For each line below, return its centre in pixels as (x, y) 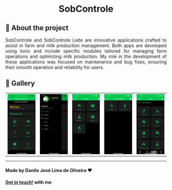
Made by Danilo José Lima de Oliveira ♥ (49, 170)
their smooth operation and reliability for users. (55, 67)
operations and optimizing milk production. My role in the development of (86, 56)
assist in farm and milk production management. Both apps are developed (86, 46)
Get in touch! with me (29, 182)
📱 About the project (37, 28)
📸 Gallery (20, 83)
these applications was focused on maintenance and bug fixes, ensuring (86, 62)
